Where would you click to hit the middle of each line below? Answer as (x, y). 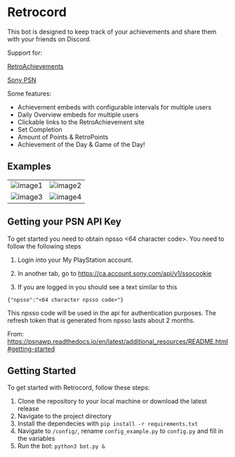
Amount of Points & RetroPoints (63, 137)
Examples (29, 167)
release (28, 409)
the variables (36, 439)
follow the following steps (45, 246)
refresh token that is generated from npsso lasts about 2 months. (101, 320)
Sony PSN (22, 80)
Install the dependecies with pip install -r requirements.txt (108, 424)
